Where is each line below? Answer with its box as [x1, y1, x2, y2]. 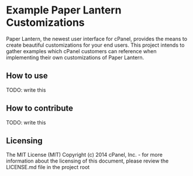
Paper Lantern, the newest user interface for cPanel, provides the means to [6, 35, 188, 42]
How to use [6, 71, 48, 81]
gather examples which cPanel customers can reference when [6, 47, 157, 54]
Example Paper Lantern [6, 4, 122, 17]
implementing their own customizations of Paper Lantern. [6, 54, 144, 61]
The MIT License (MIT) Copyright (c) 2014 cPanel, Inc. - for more [6, 151, 163, 158]
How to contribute [6, 103, 74, 113]
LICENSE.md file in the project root [6, 164, 90, 171]
